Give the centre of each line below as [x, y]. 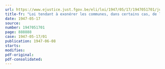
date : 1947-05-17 [23, 18]
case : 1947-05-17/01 [26, 37]
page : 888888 [18, 32]
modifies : [15, 50]
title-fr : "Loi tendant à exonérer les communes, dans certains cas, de [81, 14]
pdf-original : [20, 55]
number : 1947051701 [25, 28]
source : [13, 23]
